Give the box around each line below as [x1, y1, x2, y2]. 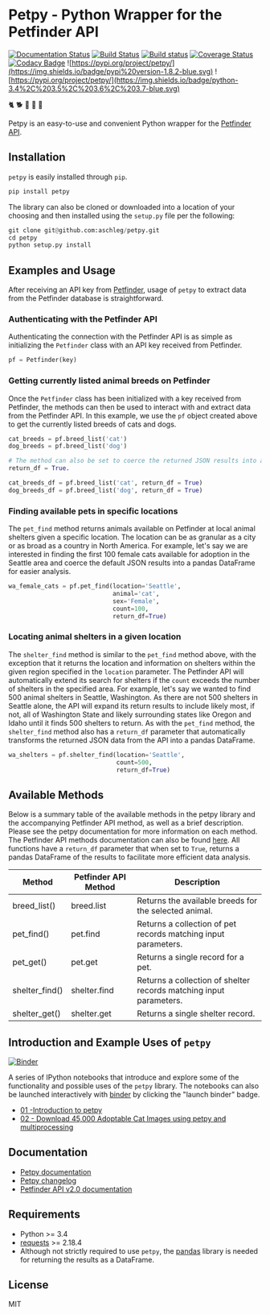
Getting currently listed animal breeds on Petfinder [8, 375, 211, 386]
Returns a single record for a [137, 951, 244, 963]
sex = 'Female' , [112, 597, 160, 605]
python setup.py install [8, 241, 92, 249]
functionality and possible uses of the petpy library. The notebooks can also [8, 1081, 260, 1090]
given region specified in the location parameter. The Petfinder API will [8, 667, 244, 676]
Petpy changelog [19, 1176, 77, 1185]
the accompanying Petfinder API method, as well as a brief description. [8, 818, 243, 828]
